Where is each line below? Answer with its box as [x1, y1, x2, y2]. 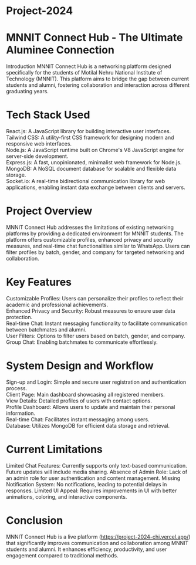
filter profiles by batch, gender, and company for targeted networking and [6, 249, 185, 256]
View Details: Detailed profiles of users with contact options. [6, 397, 153, 404]
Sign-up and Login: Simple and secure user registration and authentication [6, 378, 187, 385]
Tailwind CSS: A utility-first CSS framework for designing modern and [6, 134, 174, 141]
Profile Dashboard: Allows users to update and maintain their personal [6, 403, 175, 410]
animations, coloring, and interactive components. [6, 493, 127, 500]
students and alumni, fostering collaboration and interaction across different [6, 82, 190, 89]
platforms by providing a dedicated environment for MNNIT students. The [6, 230, 184, 237]
